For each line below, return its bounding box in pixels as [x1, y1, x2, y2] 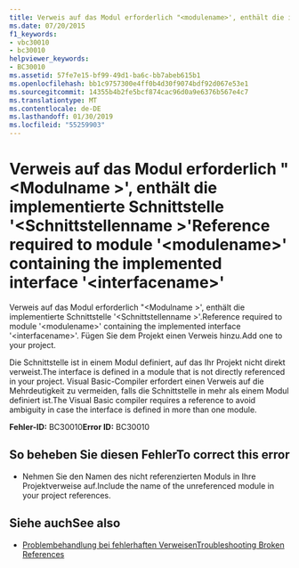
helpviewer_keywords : [9, 54, 90, 63]
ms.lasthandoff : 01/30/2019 [9, 112, 114, 121]
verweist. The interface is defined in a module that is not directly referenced [9, 366, 286, 377]
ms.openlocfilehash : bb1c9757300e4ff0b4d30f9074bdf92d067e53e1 [9, 79, 249, 88]
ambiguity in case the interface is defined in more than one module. [9, 404, 257, 415]
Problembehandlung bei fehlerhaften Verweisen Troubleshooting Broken [21, 540, 285, 550]
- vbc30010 [9, 37, 50, 47]
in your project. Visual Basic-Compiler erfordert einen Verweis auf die [9, 376, 264, 386]
